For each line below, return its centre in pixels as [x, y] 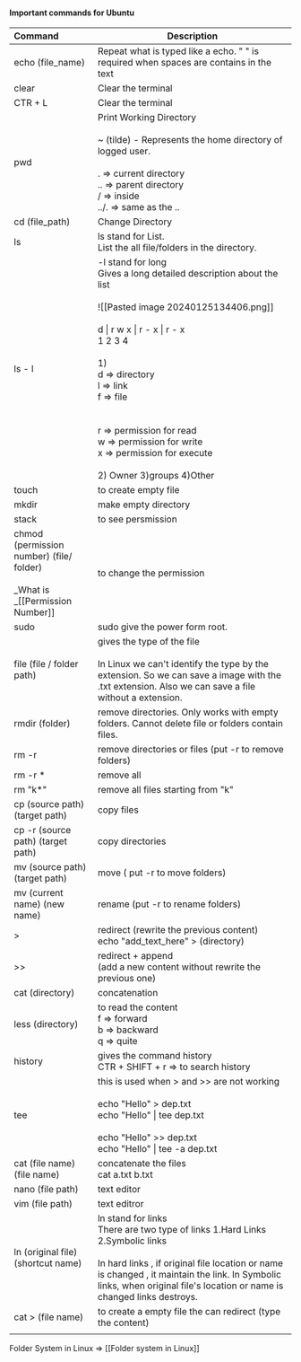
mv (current [39, 893]
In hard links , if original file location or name [190, 1263]
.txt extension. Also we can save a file [176, 687]
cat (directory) [44, 993]
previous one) [127, 979]
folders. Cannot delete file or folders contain [190, 724]
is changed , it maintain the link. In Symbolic [189, 1275]
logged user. [124, 151]
